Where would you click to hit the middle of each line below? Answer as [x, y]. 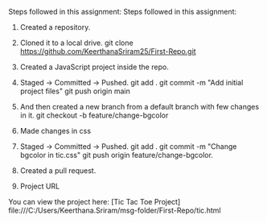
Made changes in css [55, 131]
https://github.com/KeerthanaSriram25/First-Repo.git [108, 51]
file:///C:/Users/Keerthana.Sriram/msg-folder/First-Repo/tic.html [115, 210]
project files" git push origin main [75, 91]
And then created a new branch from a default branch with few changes [140, 107]
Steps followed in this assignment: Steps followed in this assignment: [123, 12]
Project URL [40, 186]
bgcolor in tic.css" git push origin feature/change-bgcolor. [116, 155]
